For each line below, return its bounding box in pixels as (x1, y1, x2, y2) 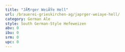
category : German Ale (5, 16, 51, 21)
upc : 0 (5, 40, 19, 45)
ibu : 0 (5, 30, 19, 35)
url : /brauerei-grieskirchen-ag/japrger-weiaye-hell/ (5, 12, 120, 17)
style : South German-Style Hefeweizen (5, 21, 86, 26)
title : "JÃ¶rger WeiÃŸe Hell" (5, 7, 69, 12)
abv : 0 (5, 26, 19, 31)
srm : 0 (5, 35, 19, 40)
